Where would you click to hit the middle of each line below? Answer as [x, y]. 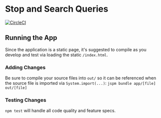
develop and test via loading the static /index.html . [57, 55]
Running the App [31, 38]
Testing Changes [26, 100]
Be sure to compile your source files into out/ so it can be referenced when [81, 78]
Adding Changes [25, 67]
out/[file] [16, 88]
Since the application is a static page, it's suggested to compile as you [76, 49]
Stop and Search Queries [57, 9]
